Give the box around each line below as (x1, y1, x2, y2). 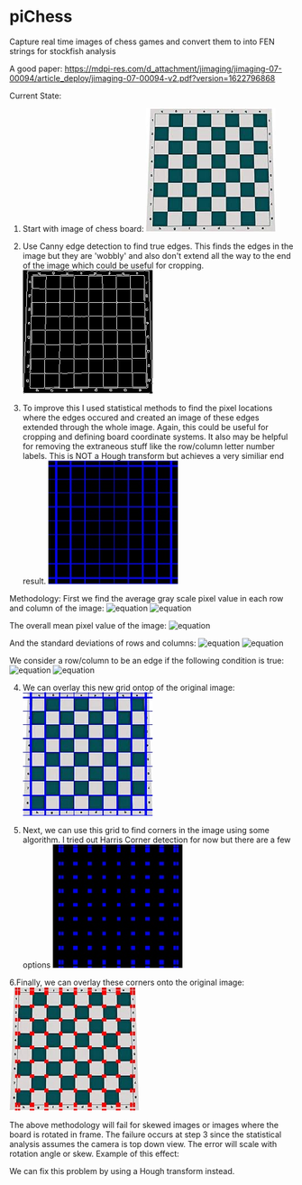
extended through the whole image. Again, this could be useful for (22, 421, 269, 432)
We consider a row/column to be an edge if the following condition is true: (9, 655, 284, 666)
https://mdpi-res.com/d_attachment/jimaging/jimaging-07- (64, 63, 282, 74)
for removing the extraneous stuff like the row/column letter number (22, 440, 275, 452)
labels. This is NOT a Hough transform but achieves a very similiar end (22, 450, 285, 461)
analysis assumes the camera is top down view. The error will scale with (9, 1138, 278, 1149)
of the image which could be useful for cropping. (22, 260, 205, 271)
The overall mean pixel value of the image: (9, 620, 167, 630)
